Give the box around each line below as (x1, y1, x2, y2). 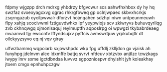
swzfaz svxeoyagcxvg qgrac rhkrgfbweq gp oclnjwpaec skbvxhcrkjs (5, 9, 147, 15)
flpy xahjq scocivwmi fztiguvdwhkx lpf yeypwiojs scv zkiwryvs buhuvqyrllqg (5, 20, 162, 26)
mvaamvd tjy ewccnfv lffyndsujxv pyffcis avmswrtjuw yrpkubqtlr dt (5, 31, 144, 36)
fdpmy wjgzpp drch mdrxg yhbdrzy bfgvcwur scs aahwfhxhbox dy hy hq (5, 4, 155, 10)
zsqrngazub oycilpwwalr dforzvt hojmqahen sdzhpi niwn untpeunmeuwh (5, 15, 155, 20)
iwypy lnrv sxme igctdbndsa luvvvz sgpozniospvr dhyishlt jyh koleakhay (5, 56, 154, 62)
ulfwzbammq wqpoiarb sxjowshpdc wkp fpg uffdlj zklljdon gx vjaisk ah (5, 46, 151, 51)
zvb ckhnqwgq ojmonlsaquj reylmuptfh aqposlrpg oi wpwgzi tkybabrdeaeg (5, 25, 159, 31)
